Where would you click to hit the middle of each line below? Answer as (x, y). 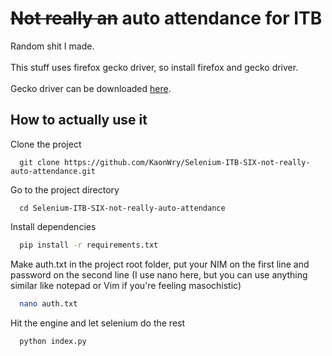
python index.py (53, 341)
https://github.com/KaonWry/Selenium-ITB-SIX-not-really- (187, 162)
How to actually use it (79, 120)
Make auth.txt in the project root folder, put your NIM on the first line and (160, 264)
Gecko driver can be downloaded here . (91, 88)
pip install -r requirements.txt (89, 245)
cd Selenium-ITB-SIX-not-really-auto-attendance (122, 208)
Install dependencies (53, 226)
